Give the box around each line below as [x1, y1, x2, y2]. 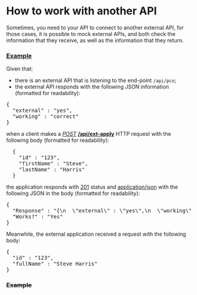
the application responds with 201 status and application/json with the [6, 184, 178, 191]
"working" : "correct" [12, 113, 79, 120]
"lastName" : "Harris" [19, 166, 85, 173]
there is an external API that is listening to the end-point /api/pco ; [14, 77, 177, 84]
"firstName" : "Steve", [19, 160, 88, 167]
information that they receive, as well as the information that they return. [6, 37, 184, 44]
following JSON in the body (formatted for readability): [6, 190, 140, 197]
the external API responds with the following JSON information [14, 83, 169, 90]
